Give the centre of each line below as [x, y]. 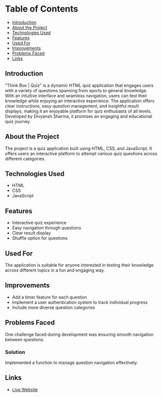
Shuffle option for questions [40, 238]
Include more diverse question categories [53, 307]
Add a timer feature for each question [49, 297]
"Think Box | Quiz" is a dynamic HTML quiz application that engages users [79, 85]
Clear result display [31, 233]
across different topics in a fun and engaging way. [55, 270]
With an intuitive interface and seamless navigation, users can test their [76, 95]
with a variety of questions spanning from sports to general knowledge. [76, 90]
